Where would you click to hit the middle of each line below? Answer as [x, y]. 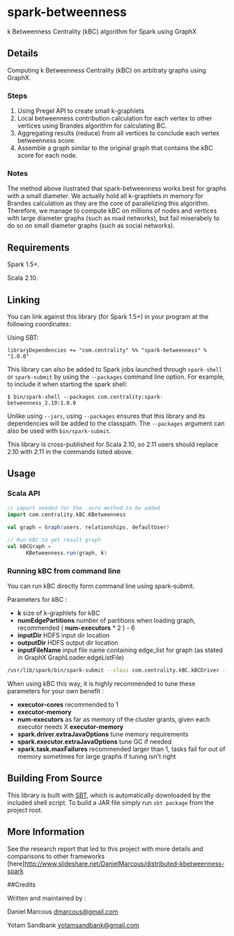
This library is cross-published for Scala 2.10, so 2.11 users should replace [113, 444]
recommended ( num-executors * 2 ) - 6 [76, 628]
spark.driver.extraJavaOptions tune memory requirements [103, 734]
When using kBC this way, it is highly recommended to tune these [102, 684]
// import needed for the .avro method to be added [84, 508]
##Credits [22, 884]
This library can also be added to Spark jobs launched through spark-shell [115, 369]
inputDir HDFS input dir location [63, 635]
